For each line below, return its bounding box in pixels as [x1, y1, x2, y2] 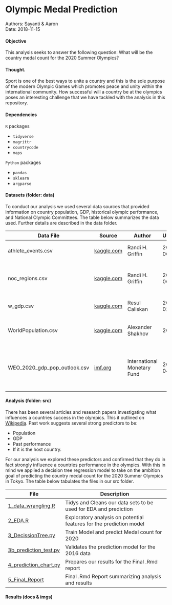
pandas [12, 170, 27, 175]
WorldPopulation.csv [8, 326, 58, 334]
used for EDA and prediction [65, 505, 133, 512]
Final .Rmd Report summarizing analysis [65, 573, 161, 580]
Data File [37, 232, 60, 239]
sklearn [12, 176, 29, 181]
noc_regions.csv [8, 274, 48, 282]
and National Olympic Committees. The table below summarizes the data [5, 214, 159, 221]
